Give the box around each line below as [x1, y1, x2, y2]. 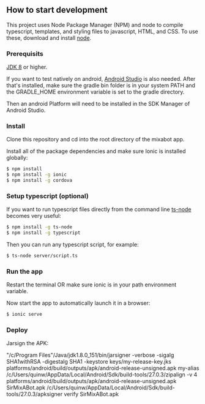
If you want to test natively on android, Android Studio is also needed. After [6, 75, 196, 83]
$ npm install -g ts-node [6, 224, 72, 230]
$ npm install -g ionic [6, 171, 67, 178]
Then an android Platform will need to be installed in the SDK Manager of [6, 100, 190, 108]
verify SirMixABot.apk [64, 391, 119, 398]
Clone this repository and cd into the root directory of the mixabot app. [6, 136, 185, 143]
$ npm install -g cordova [6, 178, 72, 184]
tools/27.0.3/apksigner [6, 391, 63, 398]
